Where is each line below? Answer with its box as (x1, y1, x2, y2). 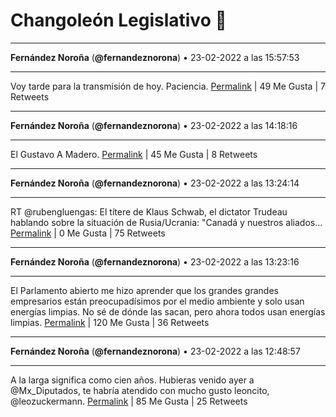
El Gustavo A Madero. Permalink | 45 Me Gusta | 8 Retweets (10, 148, 258, 160)
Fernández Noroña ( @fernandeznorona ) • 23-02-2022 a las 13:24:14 (10, 177, 300, 189)
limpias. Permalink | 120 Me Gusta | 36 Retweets (10, 316, 210, 328)
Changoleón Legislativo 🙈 (10, 9, 227, 32)
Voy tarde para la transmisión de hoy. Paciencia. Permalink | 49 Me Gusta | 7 (10, 80, 326, 92)
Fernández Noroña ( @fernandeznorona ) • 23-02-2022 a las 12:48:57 (10, 345, 301, 357)
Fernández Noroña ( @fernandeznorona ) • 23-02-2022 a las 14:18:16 (10, 119, 298, 131)
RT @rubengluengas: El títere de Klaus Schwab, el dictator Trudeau (10, 205, 288, 218)
